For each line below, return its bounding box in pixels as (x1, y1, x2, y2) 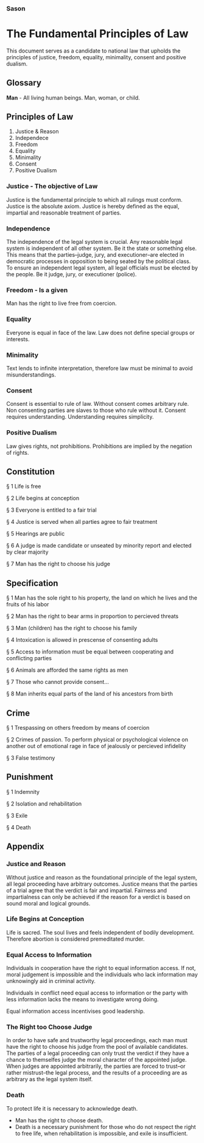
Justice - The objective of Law (6, 182, 98, 191)
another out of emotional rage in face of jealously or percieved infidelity (6, 743, 186, 749)
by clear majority (6, 548, 49, 556)
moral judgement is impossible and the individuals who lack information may (6, 971, 198, 979)
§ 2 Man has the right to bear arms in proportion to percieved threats (6, 612, 178, 620)
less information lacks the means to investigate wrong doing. (6, 996, 159, 1003)
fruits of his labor (6, 601, 49, 608)
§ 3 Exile (6, 812, 28, 819)
